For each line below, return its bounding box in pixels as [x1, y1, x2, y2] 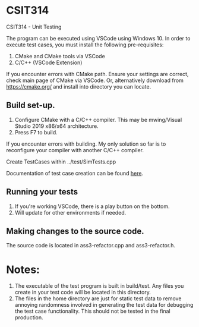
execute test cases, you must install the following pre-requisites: [6, 41, 164, 48]
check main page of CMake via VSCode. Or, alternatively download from [6, 77, 184, 84]
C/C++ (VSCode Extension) [14, 59, 83, 66]
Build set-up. [6, 100, 55, 111]
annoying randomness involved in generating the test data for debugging [14, 301, 194, 309]
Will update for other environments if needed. [14, 209, 127, 216]
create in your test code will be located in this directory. [14, 289, 151, 296]
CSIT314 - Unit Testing [6, 23, 62, 30]
